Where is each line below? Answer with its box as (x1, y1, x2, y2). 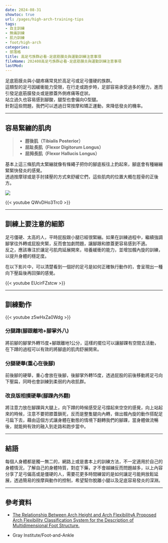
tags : (5, 21, 16, 27)
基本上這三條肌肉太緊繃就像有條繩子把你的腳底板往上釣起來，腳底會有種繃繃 (5, 161, 163, 167)
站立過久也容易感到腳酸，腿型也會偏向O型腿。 (5, 96, 101, 103)
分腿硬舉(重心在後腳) (5, 360, 55, 367)
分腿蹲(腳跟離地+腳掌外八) (5, 327, 69, 334)
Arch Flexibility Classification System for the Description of (12, 517, 134, 523)
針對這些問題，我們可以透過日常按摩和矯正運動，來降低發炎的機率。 (5, 103, 145, 109)
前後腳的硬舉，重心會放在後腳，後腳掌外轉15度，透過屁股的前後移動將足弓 (5, 372, 158, 378)
